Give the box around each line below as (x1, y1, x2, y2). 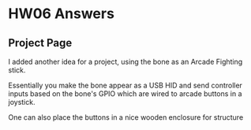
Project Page (8, 36, 73, 50)
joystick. (8, 98, 36, 106)
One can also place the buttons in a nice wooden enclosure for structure (8, 113, 244, 122)
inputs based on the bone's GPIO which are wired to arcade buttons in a (8, 89, 242, 98)
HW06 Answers (8, 5, 114, 23)
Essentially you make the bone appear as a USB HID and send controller (8, 80, 243, 90)
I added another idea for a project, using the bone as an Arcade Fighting (8, 57, 243, 66)
